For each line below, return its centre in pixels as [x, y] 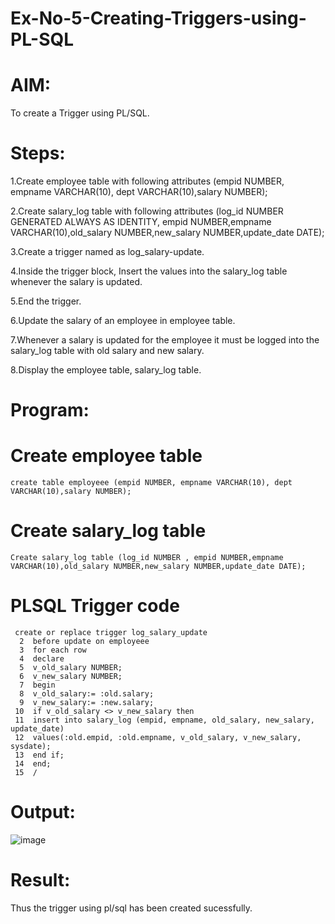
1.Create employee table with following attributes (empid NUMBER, [147, 181]
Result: [40, 880]
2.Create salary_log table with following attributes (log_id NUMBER [147, 211]
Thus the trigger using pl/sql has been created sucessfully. [131, 908]
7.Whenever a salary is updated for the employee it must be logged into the [165, 340]
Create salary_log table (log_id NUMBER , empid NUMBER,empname [147, 558]
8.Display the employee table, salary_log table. [106, 370]
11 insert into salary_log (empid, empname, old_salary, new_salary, [164, 720]
